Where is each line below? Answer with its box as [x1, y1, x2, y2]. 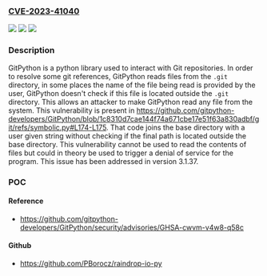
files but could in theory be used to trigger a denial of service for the [8, 148, 234, 158]
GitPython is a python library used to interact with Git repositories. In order [8, 62, 253, 73]
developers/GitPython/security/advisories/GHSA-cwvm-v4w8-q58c [19, 222, 245, 232]
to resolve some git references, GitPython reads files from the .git [8, 71, 228, 81]
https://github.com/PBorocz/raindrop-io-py [19, 258, 162, 268]
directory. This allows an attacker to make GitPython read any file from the [8, 97, 253, 106]
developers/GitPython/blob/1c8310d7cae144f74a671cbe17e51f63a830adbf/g [8, 114, 260, 123]
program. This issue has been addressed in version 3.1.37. [8, 156, 199, 166]
